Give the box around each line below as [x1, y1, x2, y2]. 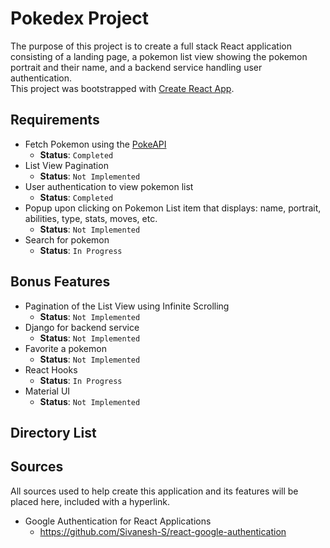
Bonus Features [10, 273, 111, 291]
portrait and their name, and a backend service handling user [10, 61, 263, 73]
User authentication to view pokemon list [24, 180, 194, 192]
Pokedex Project [10, 7, 150, 30]
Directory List [10, 424, 97, 441]
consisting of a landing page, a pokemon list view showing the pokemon [10, 50, 308, 62]
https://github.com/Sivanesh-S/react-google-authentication [39, 525, 287, 537]
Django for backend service [24, 321, 140, 333]
